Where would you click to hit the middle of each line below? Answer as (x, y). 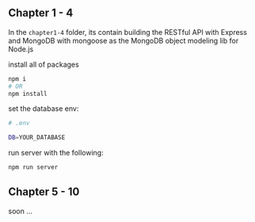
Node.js (21, 49)
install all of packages (44, 64)
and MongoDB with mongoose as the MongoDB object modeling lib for (124, 40)
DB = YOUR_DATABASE (37, 138)
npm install (28, 94)
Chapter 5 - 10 (44, 192)
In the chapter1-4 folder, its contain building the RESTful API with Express (128, 32)
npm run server (33, 167)
